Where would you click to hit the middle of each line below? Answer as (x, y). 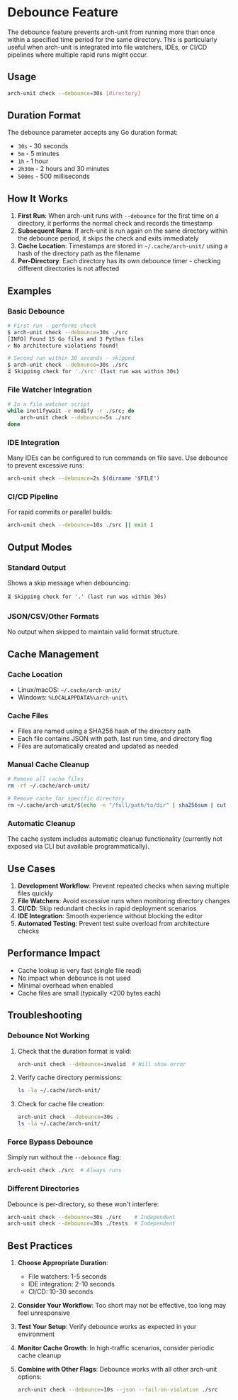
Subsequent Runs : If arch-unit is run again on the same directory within (123, 231)
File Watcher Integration (50, 390)
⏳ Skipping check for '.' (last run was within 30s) (87, 597)
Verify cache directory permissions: (70, 1077)
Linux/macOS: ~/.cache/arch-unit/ (69, 690)
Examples (29, 291)
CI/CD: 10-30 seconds (61, 1291)
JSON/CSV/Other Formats (53, 616)
